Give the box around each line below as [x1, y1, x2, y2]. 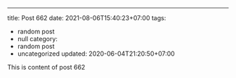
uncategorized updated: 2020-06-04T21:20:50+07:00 [17, 49, 176, 58]
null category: [17, 35, 58, 42]
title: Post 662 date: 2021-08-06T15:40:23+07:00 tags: [7, 14, 166, 22]
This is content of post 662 [7, 63, 86, 71]
